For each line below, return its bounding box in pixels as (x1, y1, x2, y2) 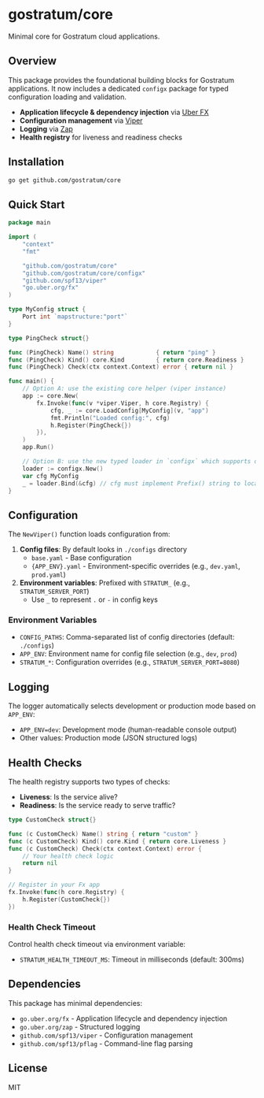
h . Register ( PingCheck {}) (49, 421, 132, 429)
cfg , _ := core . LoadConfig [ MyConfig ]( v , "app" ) (49, 406, 210, 414)
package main (8, 219, 51, 227)
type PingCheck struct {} (8, 334, 90, 342)
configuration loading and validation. (8, 92, 127, 102)
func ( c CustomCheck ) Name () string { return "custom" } (8, 829, 199, 838)
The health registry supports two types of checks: (8, 777, 170, 787)
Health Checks (8, 756, 82, 770)
